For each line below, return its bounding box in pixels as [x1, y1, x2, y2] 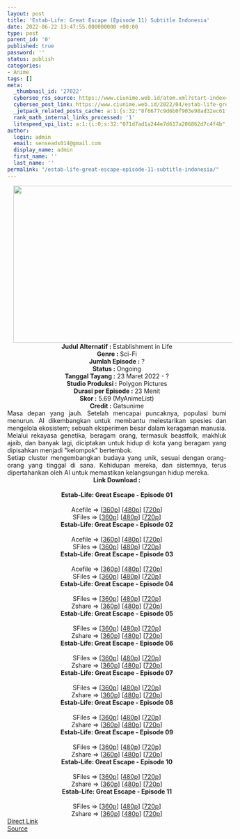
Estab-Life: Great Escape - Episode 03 [60, 549, 174, 558]
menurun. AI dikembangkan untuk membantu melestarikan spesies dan [7, 416, 227, 424]
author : [7, 127, 30, 134]
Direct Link [7, 817, 38, 825]
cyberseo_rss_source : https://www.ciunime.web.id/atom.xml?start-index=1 [13, 95, 232, 102]
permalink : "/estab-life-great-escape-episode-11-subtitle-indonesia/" [7, 165, 219, 173]
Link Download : [93, 475, 141, 484]
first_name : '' [13, 153, 58, 161]
